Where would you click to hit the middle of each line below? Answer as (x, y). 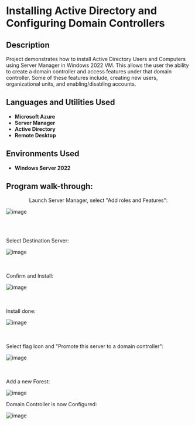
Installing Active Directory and (81, 11)
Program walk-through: (50, 186)
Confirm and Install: (30, 276)
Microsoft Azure (35, 116)
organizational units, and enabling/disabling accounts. (71, 84)
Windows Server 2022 (42, 168)
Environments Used (43, 154)
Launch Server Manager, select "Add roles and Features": (98, 200)
